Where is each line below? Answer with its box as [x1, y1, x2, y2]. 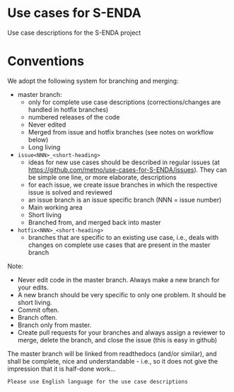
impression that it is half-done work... [7, 364, 117, 373]
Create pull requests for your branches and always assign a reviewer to [17, 328, 226, 337]
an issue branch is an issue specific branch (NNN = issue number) [28, 195, 222, 204]
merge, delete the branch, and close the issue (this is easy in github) [17, 335, 218, 344]
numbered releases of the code [28, 113, 120, 121]
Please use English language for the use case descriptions [7, 378, 189, 385]
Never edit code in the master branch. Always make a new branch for [17, 275, 220, 284]
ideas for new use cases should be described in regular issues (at [28, 158, 221, 166]
